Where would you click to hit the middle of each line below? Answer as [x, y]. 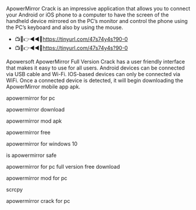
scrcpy [14, 189]
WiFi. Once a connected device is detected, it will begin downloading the [95, 80]
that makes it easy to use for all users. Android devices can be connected [95, 68]
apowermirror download [35, 109]
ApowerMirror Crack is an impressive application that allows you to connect [98, 9]
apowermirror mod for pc [37, 178]
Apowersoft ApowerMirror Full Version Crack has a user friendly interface [96, 62]
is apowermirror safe [32, 155]
